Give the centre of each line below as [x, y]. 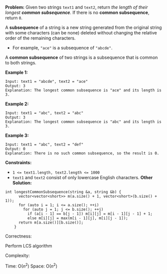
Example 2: [17, 104]
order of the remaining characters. [40, 38]
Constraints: [18, 162]
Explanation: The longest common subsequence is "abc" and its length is [83, 122]
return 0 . [14, 18]
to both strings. [21, 63]
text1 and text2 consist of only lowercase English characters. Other [83, 177]
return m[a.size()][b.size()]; [51, 223]
